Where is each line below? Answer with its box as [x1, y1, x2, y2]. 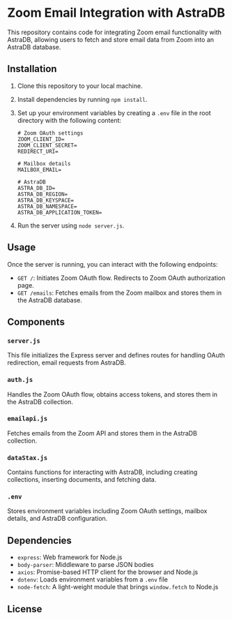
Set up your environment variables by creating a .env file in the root [17, 108, 211, 117]
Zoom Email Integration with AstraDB [7, 5, 226, 21]
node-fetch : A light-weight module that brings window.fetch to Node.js [17, 583, 219, 591]
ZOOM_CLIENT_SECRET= [17, 142, 77, 149]
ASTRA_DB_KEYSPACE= [17, 197, 75, 204]
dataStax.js [7, 454, 48, 462]
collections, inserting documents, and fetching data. [7, 475, 157, 484]
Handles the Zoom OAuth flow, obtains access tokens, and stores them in [7, 390, 218, 399]
